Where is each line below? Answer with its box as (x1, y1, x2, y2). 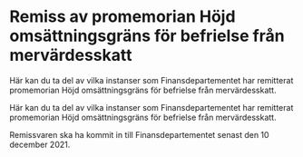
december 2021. (9, 139, 71, 150)
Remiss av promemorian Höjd (9, 6, 236, 27)
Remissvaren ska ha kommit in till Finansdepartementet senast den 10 (9, 129, 269, 140)
